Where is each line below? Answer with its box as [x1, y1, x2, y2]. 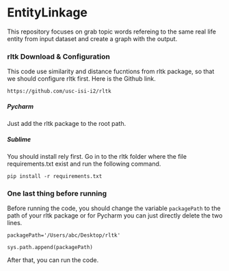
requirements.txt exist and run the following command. [7, 159, 161, 168]
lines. [7, 219, 23, 227]
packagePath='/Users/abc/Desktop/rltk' [7, 232, 121, 239]
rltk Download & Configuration [7, 51, 111, 61]
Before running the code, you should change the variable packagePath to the [7, 204, 221, 213]
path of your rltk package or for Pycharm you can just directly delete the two [7, 211, 223, 220]
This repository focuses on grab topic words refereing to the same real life [7, 27, 217, 36]
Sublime [7, 135, 31, 143]
